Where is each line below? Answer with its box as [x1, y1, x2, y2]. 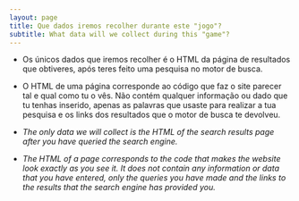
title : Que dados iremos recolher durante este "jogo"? [9, 21, 222, 30]
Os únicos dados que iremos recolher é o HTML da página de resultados [21, 54, 291, 65]
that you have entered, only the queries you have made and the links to [21, 172, 286, 183]
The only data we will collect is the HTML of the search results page [21, 127, 275, 138]
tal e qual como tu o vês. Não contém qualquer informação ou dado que [21, 90, 288, 101]
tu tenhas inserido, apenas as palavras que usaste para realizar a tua [21, 100, 277, 111]
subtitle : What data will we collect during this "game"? [9, 29, 230, 38]
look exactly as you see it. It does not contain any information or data [21, 163, 280, 174]
